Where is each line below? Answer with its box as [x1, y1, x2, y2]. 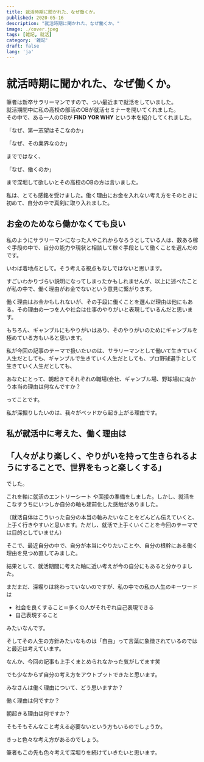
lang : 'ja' [6, 49, 34, 55]
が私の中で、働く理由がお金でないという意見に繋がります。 [6, 285, 155, 292]
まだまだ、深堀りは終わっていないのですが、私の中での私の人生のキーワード [6, 583, 198, 590]
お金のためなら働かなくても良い [6, 219, 126, 229]
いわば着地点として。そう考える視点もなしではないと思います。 [6, 264, 166, 272]
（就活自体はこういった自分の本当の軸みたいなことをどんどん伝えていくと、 [6, 513, 198, 521]
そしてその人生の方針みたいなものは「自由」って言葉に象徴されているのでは [6, 637, 198, 645]
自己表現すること [15, 611, 58, 618]
